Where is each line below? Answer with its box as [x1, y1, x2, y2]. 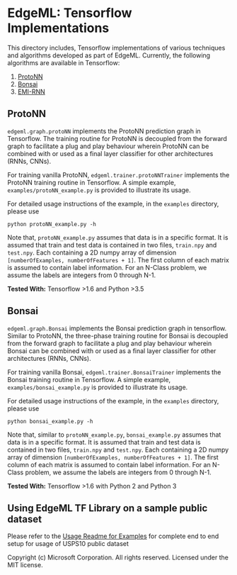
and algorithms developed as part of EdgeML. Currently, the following [7, 51, 211, 60]
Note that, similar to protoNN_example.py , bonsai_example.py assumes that [7, 430, 221, 439]
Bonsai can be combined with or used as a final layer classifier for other [7, 346, 216, 355]
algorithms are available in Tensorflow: [7, 58, 120, 67]
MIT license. [7, 561, 44, 569]
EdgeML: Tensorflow [7, 5, 132, 21]
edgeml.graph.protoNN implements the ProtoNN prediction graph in [7, 126, 202, 135]
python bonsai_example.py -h [7, 418, 93, 425]
